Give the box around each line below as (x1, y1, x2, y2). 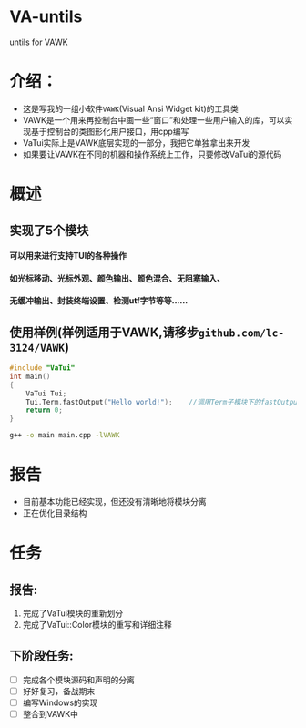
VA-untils (9, 6, 83, 27)
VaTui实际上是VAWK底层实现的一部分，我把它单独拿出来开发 (22, 137, 250, 148)
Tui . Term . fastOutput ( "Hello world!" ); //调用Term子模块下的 (25, 397, 261, 406)
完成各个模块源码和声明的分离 (22, 674, 135, 685)
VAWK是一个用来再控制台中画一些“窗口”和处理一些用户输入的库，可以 (22, 114, 285, 125)
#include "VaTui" (9, 364, 76, 373)
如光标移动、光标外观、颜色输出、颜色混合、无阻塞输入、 (9, 272, 225, 283)
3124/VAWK (9, 341, 66, 354)
